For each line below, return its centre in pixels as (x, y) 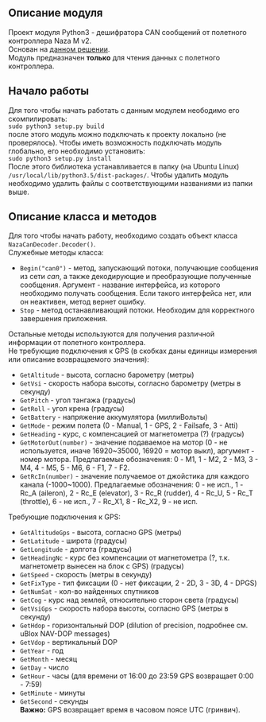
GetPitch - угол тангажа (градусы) (78, 400)
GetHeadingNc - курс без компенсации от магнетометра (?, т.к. (125, 558)
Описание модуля (56, 13)
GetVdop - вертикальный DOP (68, 642)
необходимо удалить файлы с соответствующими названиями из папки (131, 183)
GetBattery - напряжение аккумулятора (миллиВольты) (114, 417)
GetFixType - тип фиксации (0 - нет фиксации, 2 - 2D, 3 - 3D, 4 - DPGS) (138, 583)
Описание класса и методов (83, 217)
